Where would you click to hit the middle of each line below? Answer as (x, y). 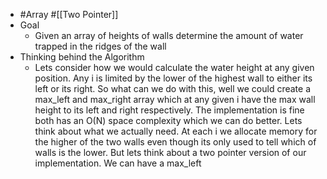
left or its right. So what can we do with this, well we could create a (172, 88)
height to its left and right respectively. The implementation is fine (169, 110)
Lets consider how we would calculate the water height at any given (174, 67)
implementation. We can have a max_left (118, 163)
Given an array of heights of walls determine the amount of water (169, 35)
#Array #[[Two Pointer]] (69, 14)
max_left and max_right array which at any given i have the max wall (175, 99)
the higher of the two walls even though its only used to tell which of (175, 142)
